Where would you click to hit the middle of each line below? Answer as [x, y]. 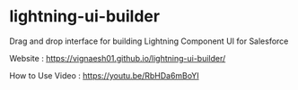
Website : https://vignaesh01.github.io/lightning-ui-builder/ [118, 58]
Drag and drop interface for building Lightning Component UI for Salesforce [149, 41]
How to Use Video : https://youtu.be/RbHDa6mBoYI [104, 75]
